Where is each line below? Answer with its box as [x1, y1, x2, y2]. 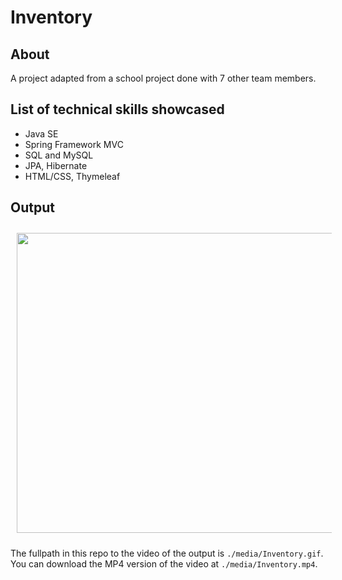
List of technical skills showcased [10, 101, 225, 118]
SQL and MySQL [24, 149, 94, 161]
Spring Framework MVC [24, 138, 124, 150]
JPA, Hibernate [24, 159, 88, 171]
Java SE [24, 127, 59, 140]
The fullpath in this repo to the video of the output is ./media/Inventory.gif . [10, 547, 324, 559]
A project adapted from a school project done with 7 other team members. [10, 72, 317, 84]
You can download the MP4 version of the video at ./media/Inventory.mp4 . [10, 557, 318, 570]
